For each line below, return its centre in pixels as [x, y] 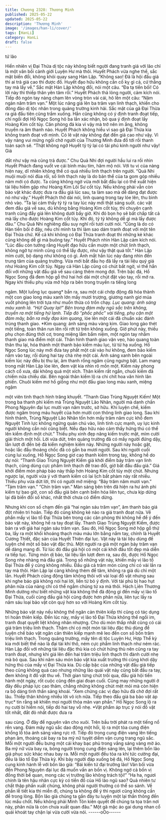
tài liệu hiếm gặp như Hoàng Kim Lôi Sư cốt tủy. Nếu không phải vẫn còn [79, 187]
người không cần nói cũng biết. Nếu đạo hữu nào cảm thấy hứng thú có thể [82, 428]
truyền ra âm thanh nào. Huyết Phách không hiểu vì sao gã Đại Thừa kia [78, 130]
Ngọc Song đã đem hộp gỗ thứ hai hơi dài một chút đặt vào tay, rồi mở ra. [80, 276]
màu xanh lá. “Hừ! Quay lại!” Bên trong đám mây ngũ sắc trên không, [76, 307]
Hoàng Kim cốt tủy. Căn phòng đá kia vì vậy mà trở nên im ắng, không [76, 124]
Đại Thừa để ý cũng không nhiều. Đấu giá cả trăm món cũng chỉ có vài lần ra [83, 565]
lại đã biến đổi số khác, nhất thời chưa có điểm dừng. [59, 497]
